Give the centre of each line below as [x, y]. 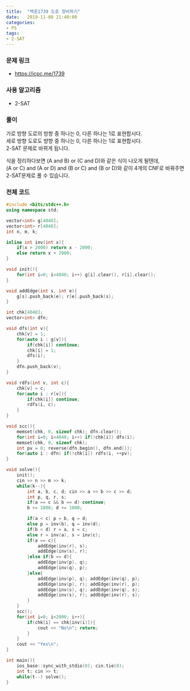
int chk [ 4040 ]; [25, 312]
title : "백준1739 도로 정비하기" [43, 11]
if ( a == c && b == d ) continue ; [67, 503]
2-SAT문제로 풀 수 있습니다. [38, 175]
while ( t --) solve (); [42, 677]
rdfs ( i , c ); [42, 405]
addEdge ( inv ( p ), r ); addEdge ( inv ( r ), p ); [89, 584]
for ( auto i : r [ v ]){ [42, 394]
